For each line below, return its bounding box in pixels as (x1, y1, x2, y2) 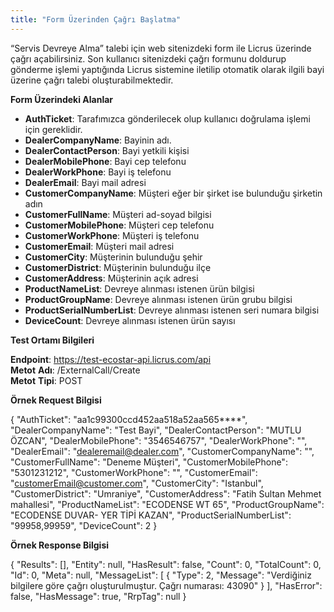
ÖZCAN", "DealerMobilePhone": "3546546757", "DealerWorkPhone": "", (10, 434, 308, 446)
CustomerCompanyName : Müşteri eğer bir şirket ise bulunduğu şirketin (24, 187, 323, 199)
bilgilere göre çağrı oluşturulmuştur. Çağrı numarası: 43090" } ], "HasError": (10, 579, 323, 591)
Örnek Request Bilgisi (10, 394, 102, 406)
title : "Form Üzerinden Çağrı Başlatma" (10, 14, 182, 25)
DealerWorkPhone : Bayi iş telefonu (24, 166, 172, 178)
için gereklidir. (24, 123, 83, 135)
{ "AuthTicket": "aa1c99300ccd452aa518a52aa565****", (10, 413, 248, 425)
